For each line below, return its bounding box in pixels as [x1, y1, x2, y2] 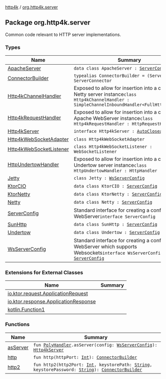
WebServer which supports [74, 243, 137, 250]
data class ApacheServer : [74, 66, 137, 71]
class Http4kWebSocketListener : [74, 144, 152, 150]
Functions [5, 321, 30, 328]
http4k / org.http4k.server [5, 4, 58, 10]
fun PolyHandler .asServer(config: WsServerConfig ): [33, 342, 158, 347]
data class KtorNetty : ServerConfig [74, 191, 163, 197]
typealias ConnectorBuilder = [74, 73, 145, 78]
